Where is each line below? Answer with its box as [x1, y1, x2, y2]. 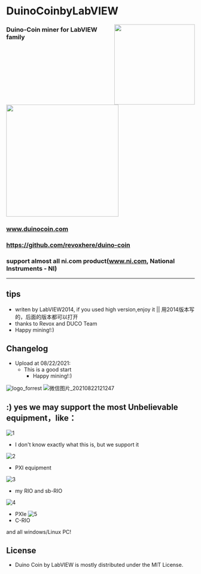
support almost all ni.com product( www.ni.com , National [6, 257, 175, 265]
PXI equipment [14, 464, 52, 471]
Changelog [6, 343, 48, 354]
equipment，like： [6, 413, 77, 423]
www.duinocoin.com [6, 225, 69, 233]
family [6, 33, 25, 41]
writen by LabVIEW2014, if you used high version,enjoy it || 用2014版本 [14, 306, 190, 313]
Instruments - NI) [6, 264, 57, 272]
